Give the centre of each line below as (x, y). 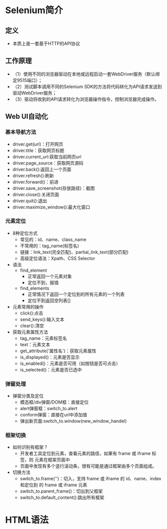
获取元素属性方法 (30, 332)
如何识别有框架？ (30, 447)
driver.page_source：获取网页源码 (48, 163)
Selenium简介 (34, 10)
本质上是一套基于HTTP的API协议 (46, 44)
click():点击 (32, 313)
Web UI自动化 (27, 117)
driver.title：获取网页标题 (38, 150)
